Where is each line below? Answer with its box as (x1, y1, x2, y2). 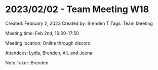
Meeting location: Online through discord (5, 40, 91, 46)
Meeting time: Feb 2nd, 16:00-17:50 (5, 30, 80, 36)
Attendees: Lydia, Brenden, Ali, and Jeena (5, 50, 93, 56)
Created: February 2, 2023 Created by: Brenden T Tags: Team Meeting (5, 20, 153, 26)
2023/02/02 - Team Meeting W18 (5, 4, 149, 15)
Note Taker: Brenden (5, 59, 49, 65)
